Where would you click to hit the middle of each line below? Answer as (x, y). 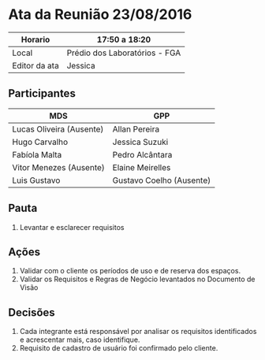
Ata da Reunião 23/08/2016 (100, 15)
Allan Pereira (136, 129)
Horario (35, 39)
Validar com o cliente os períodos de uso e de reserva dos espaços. (130, 271)
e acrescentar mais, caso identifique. (80, 340)
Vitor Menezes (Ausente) (58, 167)
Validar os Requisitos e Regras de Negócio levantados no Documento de (137, 279)
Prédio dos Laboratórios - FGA (124, 53)
